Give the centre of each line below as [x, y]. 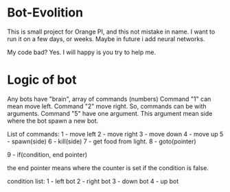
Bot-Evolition [45, 13]
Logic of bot [42, 80]
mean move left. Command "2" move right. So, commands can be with [107, 106]
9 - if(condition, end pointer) [47, 154]
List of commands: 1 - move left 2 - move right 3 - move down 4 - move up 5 [115, 134]
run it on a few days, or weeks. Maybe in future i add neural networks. [106, 38]
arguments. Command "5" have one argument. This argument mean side [110, 113]
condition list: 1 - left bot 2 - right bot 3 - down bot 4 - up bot [93, 181]
